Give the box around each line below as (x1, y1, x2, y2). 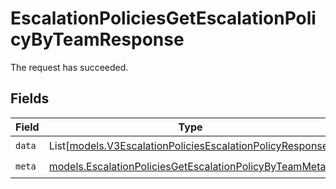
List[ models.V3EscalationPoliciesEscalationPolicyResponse (48, 139, 329, 153)
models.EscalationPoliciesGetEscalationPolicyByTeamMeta (48, 160, 327, 174)
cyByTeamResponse (10, 28, 185, 51)
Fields (10, 90, 50, 107)
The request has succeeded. (10, 61, 129, 73)
